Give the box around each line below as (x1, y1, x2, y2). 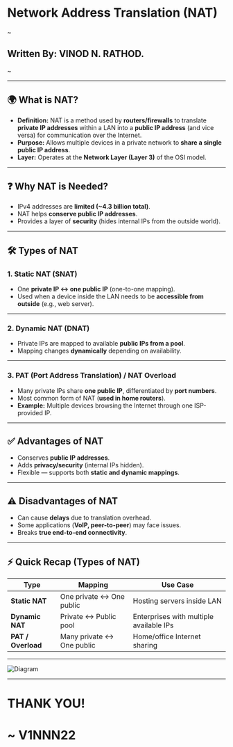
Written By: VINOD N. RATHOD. (7, 48, 144, 60)
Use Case (161, 580, 194, 590)
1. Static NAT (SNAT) (7, 269, 78, 279)
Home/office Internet (132, 632, 201, 641)
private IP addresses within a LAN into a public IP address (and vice (17, 123, 214, 131)
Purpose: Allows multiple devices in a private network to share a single (17, 138, 222, 147)
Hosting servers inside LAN (132, 596, 222, 606)
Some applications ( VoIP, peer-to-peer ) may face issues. (17, 521, 182, 529)
